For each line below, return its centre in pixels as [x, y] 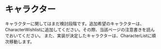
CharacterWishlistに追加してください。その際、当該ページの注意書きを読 [78, 29]
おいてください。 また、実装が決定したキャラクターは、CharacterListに [80, 36]
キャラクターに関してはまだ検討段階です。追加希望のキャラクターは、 [75, 24]
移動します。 [22, 41]
